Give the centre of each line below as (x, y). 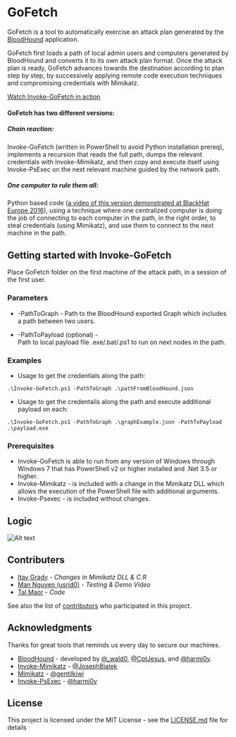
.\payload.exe (28, 428)
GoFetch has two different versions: (61, 113)
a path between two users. (56, 321)
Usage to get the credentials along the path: (81, 375)
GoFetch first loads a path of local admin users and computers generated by (118, 53)
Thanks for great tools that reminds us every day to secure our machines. (114, 645)
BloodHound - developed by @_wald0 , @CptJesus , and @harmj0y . (115, 658)
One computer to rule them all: (53, 185)
